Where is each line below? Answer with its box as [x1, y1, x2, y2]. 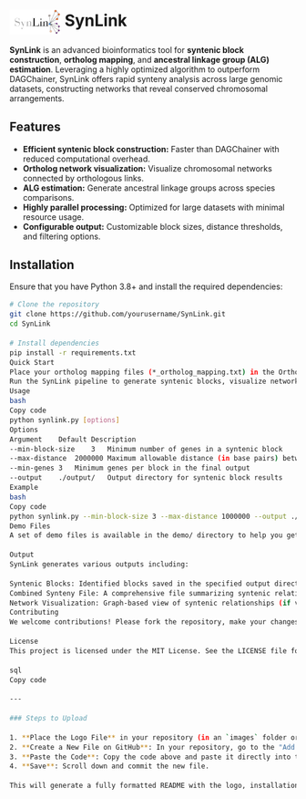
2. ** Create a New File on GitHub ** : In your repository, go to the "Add [9, 742, 296, 752]
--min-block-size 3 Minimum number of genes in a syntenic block [9, 444, 283, 453]
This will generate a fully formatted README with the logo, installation [9, 781, 300, 791]
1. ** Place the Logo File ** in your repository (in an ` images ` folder [9, 732, 287, 742]
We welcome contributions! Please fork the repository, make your [9, 617, 267, 627]
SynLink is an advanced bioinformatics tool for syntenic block [9, 44, 244, 55]
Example [9, 483, 39, 493]
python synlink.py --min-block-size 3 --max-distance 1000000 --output [9, 512, 287, 521]
